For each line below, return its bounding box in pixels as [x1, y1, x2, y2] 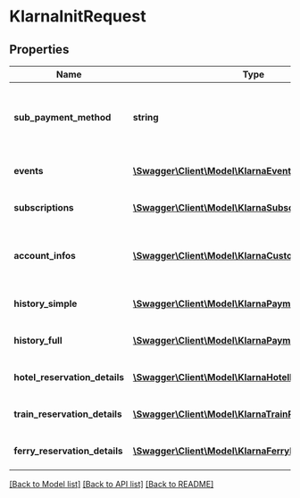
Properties [9, 42, 70, 57]
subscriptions [13, 202, 74, 213]
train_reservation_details [13, 408, 122, 420]
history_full [13, 335, 62, 346]
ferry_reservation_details [13, 444, 123, 457]
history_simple [13, 297, 78, 310]
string [132, 112, 159, 123]
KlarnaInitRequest [9, 6, 146, 27]
